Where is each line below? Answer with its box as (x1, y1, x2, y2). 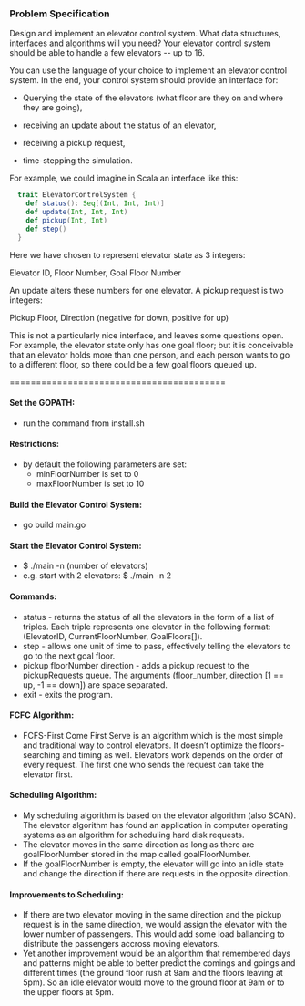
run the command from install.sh (22, 418, 145, 429)
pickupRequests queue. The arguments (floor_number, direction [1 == (22, 669, 285, 680)
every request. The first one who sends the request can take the (22, 759, 264, 770)
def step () (25, 224, 67, 233)
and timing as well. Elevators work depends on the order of (62, 749, 284, 760)
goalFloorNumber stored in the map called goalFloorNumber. (22, 848, 252, 859)
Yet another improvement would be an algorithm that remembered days (22, 948, 291, 959)
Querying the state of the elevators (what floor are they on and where (22, 92, 284, 103)
